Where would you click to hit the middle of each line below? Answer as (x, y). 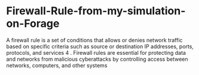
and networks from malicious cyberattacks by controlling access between (97, 59)
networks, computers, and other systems (57, 65)
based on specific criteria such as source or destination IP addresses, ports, (100, 46)
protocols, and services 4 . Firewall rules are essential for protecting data (96, 52)
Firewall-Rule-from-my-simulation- (96, 11)
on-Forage (33, 24)
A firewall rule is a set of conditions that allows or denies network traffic (95, 40)
